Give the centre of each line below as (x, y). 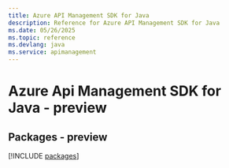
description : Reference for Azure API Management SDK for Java (114, 23)
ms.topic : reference (42, 37)
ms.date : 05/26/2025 (42, 30)
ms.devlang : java (37, 45)
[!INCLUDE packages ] (44, 156)
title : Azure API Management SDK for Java (79, 15)
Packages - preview (58, 137)
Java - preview (58, 108)
